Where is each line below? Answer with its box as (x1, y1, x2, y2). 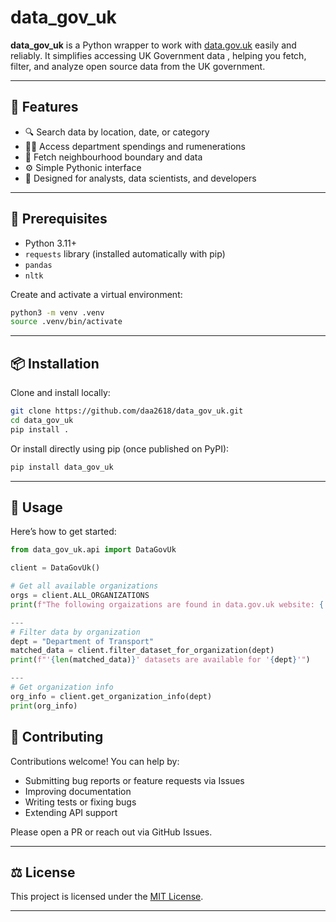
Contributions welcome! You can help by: (10, 755, 180, 767)
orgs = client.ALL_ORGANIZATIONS (10, 591, 150, 601)
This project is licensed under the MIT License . (10, 891, 204, 903)
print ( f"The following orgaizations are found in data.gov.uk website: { (10, 599, 325, 610)
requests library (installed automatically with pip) (24, 247, 226, 260)
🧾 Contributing (10, 729, 104, 746)
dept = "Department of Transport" (10, 636, 155, 646)
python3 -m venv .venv (10, 307, 105, 318)
